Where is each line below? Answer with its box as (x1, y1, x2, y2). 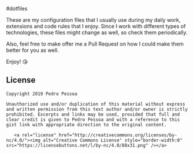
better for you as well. (6, 47, 59, 54)
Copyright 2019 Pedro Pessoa (6, 91, 78, 97)
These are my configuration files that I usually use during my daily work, (6, 17, 181, 23)
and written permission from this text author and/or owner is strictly (6, 106, 188, 112)
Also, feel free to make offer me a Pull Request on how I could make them (6, 41, 184, 47)
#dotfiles (6, 5, 28, 12)
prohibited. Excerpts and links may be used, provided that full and (6, 112, 180, 117)
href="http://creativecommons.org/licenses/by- (58, 132, 178, 138)
